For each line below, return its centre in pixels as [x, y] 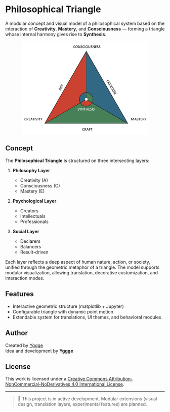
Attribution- [121, 379]
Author [16, 333]
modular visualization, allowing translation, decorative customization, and [82, 272]
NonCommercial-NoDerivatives [38, 384]
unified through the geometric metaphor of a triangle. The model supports [82, 267]
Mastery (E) [32, 191]
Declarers [30, 241]
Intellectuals [33, 216]
